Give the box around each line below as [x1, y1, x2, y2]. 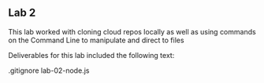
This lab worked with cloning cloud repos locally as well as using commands [8, 27, 256, 36]
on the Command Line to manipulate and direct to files [8, 35, 184, 45]
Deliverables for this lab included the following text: [8, 50, 175, 60]
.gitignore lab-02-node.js [8, 66, 90, 75]
